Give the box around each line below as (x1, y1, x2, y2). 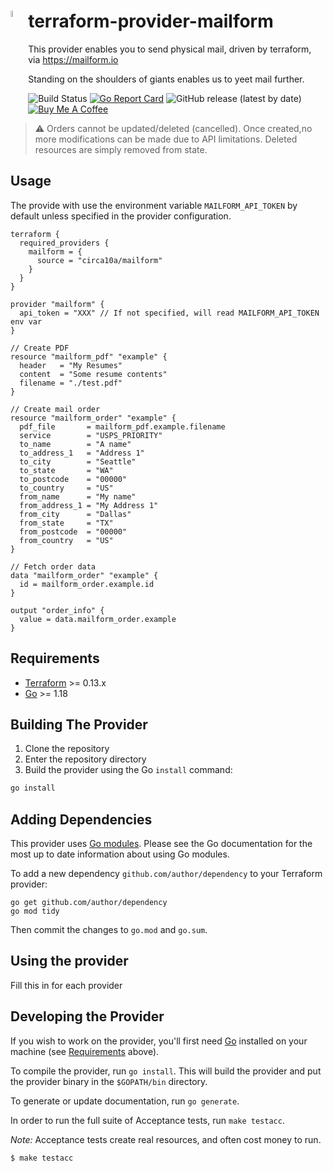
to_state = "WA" (19, 465, 114, 475)
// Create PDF (10, 343, 70, 353)
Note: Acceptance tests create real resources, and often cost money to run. (10, 1133, 322, 1145)
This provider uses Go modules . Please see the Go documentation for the (10, 838, 313, 850)
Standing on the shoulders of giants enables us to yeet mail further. (28, 73, 305, 85)
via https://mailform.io (28, 53, 119, 65)
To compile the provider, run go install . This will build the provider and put (10, 1065, 322, 1077)
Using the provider (10, 953, 129, 970)
